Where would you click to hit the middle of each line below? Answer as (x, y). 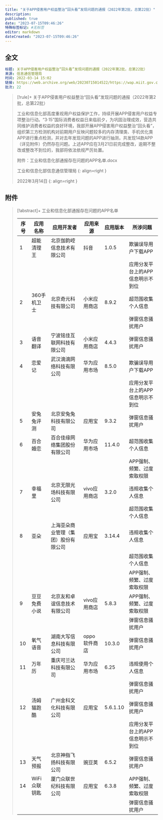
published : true (21, 18)
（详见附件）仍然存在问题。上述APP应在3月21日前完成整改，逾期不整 (86, 144)
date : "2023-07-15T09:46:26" (34, 23)
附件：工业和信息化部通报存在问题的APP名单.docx (67, 161)
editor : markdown (23, 32)
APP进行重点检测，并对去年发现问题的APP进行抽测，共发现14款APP (85, 138)
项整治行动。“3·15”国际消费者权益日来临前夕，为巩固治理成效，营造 (84, 120)
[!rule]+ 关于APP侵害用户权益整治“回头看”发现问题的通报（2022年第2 (86, 97)
